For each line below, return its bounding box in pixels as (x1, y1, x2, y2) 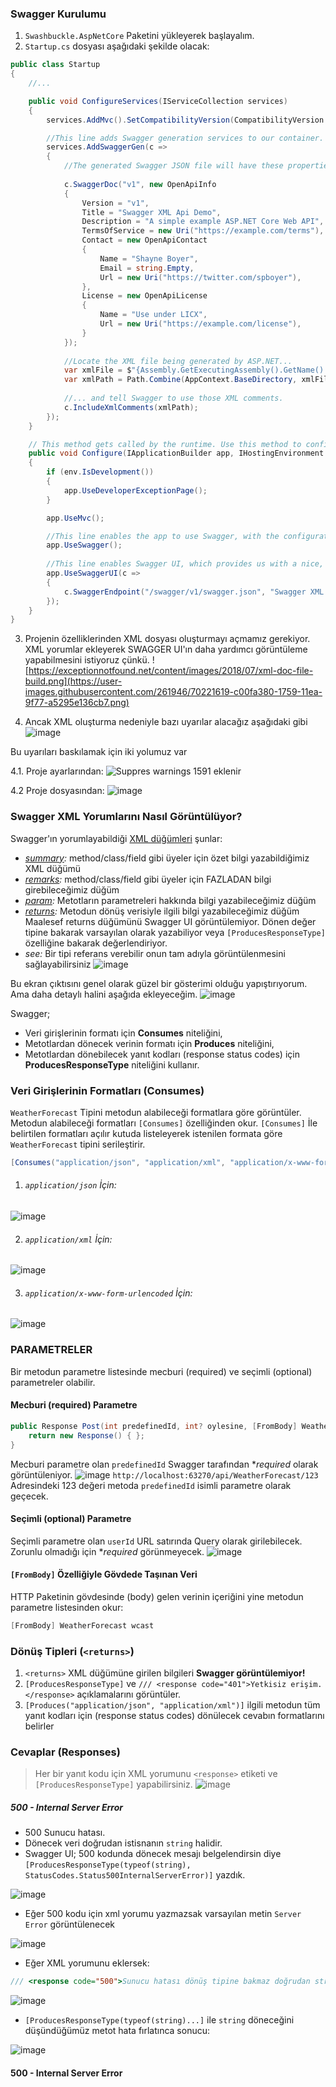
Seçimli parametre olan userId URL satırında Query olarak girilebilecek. (10, 1535, 303, 1547)
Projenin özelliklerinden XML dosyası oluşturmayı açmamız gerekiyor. (24, 633, 311, 645)
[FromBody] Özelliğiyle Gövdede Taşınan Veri (10, 1568, 198, 1581)
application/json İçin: (24, 1179, 117, 1191)
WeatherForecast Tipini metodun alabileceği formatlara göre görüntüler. (10, 1106, 302, 1118)
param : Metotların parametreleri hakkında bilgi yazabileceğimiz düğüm (24, 894, 317, 906)
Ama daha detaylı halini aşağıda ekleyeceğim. (10, 988, 198, 1000)
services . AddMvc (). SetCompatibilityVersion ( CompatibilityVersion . (46, 115, 329, 125)
